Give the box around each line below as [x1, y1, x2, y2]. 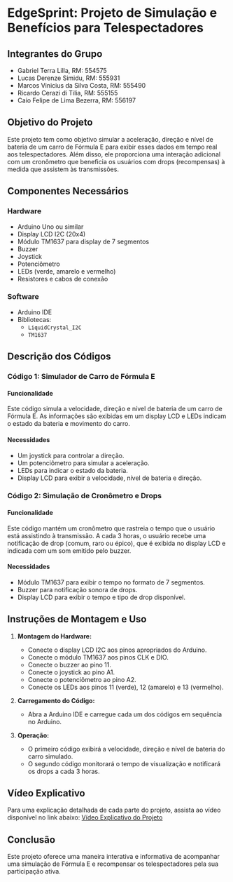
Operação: [17, 731, 50, 740]
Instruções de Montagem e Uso [7, 613, 147, 625]
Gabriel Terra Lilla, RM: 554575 [17, 67, 107, 74]
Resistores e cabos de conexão [17, 274, 108, 283]
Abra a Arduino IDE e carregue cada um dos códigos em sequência [27, 710, 223, 719]
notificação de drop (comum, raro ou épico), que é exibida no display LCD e [7, 539, 226, 547]
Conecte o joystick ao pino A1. [27, 668, 115, 676]
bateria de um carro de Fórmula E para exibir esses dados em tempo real [7, 142, 218, 151]
